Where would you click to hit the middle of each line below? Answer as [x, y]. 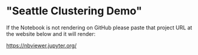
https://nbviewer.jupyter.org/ [41, 45]
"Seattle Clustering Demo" [74, 11]
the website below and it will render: [51, 33]
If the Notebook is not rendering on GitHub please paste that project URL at [99, 27]
